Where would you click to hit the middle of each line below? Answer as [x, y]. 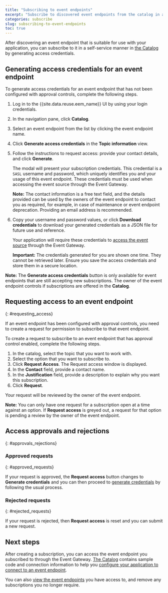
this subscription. [30, 380]
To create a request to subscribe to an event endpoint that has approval [79, 338]
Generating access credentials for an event [74, 69]
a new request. [20, 526]
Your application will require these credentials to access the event [80, 240]
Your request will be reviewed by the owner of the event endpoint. [73, 395]
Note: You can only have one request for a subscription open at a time [77, 405]
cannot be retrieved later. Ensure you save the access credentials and [84, 260]
